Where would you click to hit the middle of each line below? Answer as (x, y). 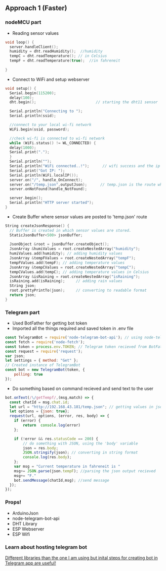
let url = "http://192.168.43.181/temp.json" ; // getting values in (82, 407)
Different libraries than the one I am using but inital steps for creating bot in (82, 558)
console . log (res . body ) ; (47, 457)
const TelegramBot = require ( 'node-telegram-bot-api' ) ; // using (74, 338)
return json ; (23, 295)
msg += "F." (25, 476)
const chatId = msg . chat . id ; (40, 402)
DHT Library (25, 523)
